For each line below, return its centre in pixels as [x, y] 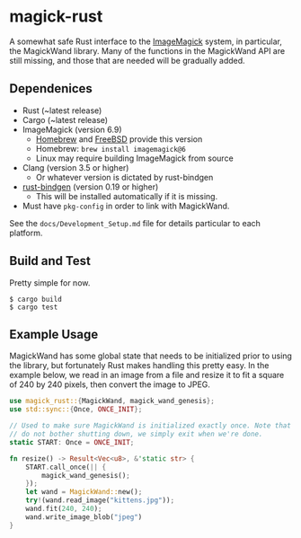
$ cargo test [34, 307]
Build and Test [50, 261]
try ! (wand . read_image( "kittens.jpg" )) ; [100, 500]
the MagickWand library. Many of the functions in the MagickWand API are [147, 50]
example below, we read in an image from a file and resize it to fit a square [147, 375]
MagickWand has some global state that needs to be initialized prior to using [150, 356]
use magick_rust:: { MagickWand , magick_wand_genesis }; [112, 401]
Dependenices [51, 88]
